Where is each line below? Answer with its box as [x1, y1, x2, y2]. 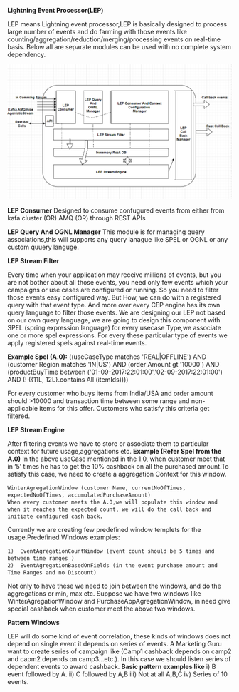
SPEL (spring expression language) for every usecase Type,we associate [7, 324, 222, 332]
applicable [7, 404, 38, 413]
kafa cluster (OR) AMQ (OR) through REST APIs [7, 214, 146, 223]
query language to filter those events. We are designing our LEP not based [7, 308, 226, 317]
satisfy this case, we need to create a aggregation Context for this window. [7, 470, 227, 479]
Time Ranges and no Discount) [7, 569, 97, 576]
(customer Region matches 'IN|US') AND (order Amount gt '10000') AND [7, 360, 220, 369]
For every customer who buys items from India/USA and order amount [7, 389, 213, 398]
